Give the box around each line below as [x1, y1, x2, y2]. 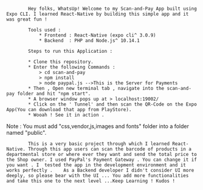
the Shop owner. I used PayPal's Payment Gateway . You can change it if [6, 157, 198, 163]
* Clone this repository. [28, 59, 94, 65]
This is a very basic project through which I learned [28, 141, 170, 147]
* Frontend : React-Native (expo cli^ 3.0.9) [38, 32, 156, 38]
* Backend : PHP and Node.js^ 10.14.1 [38, 38, 140, 44]
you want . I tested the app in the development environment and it [6, 162, 187, 168]
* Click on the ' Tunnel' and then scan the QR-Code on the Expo [28, 101, 198, 107]
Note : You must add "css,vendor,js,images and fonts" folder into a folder [6, 123, 190, 130]
